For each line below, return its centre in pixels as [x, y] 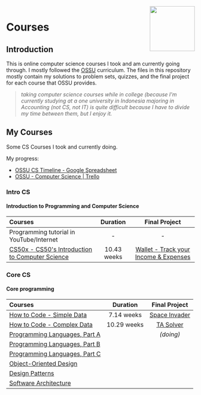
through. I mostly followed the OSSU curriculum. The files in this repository [98, 70]
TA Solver [170, 325]
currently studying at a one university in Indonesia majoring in [98, 101]
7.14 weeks [125, 315]
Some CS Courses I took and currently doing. [62, 147]
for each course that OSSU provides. [51, 83]
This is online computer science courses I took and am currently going [93, 64]
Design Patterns [32, 373]
